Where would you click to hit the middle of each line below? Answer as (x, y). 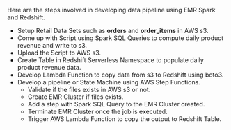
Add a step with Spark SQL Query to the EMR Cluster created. (116, 104)
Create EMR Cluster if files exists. (75, 97)
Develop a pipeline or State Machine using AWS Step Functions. (109, 82)
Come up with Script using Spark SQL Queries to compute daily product (120, 38)
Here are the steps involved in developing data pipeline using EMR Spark (111, 10)
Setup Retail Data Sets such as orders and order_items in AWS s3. (113, 31)
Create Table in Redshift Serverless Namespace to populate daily (110, 60)
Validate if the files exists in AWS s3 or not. (89, 90)
